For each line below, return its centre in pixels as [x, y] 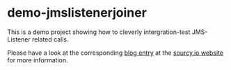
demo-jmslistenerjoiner [77, 13]
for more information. [38, 60]
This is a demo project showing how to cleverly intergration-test [99, 32]
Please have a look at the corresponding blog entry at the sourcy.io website [115, 53]
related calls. [50, 39]
